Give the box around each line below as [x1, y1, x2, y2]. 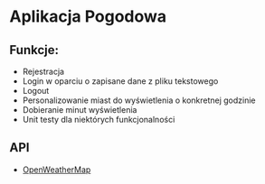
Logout [22, 86, 50, 96]
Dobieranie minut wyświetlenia [22, 105, 137, 115]
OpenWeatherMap [22, 164, 91, 175]
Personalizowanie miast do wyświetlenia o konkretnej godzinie [22, 95, 256, 106]
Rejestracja [22, 66, 65, 77]
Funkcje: [9, 42, 60, 58]
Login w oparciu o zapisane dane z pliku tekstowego [22, 76, 219, 87]
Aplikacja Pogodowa [9, 6, 167, 27]
